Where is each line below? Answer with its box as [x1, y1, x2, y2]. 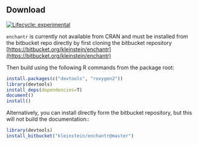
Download [6, 5, 45, 15]
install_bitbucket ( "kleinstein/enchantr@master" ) [6, 133, 134, 139]
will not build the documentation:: [6, 115, 90, 123]
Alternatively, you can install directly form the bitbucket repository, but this [6, 109, 193, 116]
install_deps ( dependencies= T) [6, 87, 83, 93]
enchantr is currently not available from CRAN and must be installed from [6, 33, 189, 40]
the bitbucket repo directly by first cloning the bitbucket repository [6, 39, 173, 46]
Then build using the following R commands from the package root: [6, 64, 174, 71]
